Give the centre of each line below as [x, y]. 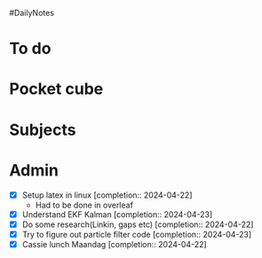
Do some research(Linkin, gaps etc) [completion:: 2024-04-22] [138, 224]
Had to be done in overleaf [84, 205]
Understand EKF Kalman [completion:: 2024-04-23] [117, 214]
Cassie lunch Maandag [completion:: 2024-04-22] [114, 244]
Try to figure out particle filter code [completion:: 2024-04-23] [137, 234]
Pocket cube [56, 89]
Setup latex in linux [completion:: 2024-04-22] [107, 195]
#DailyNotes [32, 13]
